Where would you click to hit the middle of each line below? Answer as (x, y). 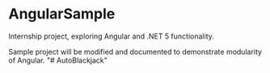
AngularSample (62, 14)
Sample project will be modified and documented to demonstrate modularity (135, 51)
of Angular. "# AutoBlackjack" (58, 60)
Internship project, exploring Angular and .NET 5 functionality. (111, 36)
